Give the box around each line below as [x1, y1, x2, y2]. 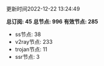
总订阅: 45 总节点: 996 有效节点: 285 [6, 18, 98, 25]
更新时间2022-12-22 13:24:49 [6, 5, 80, 12]
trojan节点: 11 [14, 46, 47, 53]
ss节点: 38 [14, 31, 41, 38]
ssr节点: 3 [14, 53, 40, 60]
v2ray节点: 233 [14, 38, 53, 45]
